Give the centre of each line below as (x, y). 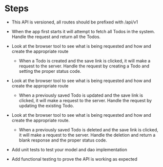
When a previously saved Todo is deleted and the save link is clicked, (89, 129)
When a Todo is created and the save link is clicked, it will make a (85, 61)
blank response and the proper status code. (63, 140)
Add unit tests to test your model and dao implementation (69, 149)
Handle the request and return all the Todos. (56, 37)
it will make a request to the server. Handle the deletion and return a (87, 135)
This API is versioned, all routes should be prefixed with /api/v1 (75, 22)
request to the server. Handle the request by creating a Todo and (84, 66)
